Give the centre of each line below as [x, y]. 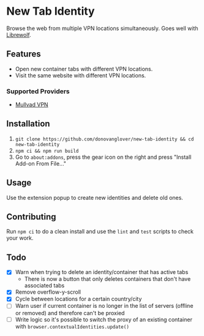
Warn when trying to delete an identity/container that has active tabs [102, 272]
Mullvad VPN [32, 105]
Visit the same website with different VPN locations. [81, 75]
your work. [20, 238]
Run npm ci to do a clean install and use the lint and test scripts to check [100, 232]
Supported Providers [38, 91]
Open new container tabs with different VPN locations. [84, 69]
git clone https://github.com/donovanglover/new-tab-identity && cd [104, 139]
